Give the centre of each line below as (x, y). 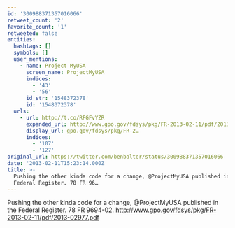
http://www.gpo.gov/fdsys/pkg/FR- (166, 210)
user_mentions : (36, 59)
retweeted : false (33, 33)
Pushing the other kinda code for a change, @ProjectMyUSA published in (113, 203)
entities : (22, 40)
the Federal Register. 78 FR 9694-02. (60, 210)
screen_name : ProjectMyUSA (65, 72)
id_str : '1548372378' (57, 99)
